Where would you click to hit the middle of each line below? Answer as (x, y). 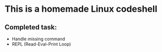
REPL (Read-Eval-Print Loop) (41, 44)
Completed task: (31, 27)
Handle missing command (38, 39)
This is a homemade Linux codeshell (81, 9)
